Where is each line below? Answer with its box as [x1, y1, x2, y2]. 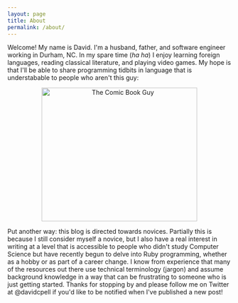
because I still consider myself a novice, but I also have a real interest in [7, 235, 218, 243]
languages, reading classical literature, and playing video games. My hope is [7, 58, 232, 67]
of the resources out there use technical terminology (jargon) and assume [7, 265, 224, 274]
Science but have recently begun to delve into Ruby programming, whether [7, 250, 227, 259]
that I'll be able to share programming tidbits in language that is [7, 66, 193, 75]
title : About [7, 17, 46, 24]
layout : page [7, 10, 46, 18]
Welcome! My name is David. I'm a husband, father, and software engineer [7, 43, 226, 52]
